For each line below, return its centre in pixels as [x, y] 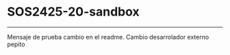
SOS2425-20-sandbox [74, 12]
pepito [16, 44]
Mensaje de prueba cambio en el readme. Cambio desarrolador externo [108, 37]
